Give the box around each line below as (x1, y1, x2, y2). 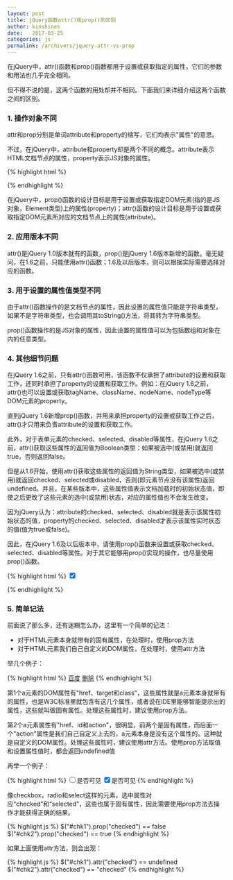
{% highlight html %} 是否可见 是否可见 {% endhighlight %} (7, 777, 194, 785)
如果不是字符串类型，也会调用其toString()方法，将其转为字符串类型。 (7, 311, 205, 319)
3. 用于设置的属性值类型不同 (7, 285, 101, 295)
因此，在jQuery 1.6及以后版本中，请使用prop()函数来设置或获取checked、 (7, 540, 218, 548)
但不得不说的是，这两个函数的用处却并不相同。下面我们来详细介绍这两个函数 (7, 86, 226, 94)
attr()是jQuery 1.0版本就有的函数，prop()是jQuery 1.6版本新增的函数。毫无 (7, 249, 218, 257)
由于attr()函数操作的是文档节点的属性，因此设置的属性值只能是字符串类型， (7, 303, 222, 311)
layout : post (7, 10, 45, 17)
